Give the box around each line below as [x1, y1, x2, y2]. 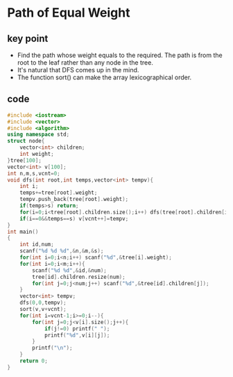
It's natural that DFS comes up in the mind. [17, 66, 139, 74]
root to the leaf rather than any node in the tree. [17, 58, 154, 67]
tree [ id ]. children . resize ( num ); [32, 273, 126, 280]
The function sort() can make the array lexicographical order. [17, 73, 192, 81]
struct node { [7, 138, 45, 145]
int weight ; [19, 151, 54, 158]
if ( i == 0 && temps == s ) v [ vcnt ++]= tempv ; [19, 215, 129, 222]
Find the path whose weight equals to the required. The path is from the [17, 51, 223, 59]
